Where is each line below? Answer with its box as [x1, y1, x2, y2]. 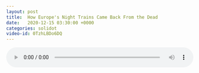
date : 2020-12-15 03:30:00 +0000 [6, 20, 94, 26]
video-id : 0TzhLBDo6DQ [6, 31, 62, 37]
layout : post [6, 8, 39, 15]
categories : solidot [6, 25, 58, 31]
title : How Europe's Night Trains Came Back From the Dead [6, 14, 159, 20]
